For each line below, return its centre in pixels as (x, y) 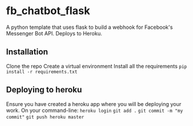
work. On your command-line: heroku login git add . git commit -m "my (95, 110)
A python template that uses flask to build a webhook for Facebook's (89, 27)
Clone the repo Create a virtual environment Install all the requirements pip (96, 66)
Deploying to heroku (44, 90)
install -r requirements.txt (42, 72)
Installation (27, 52)
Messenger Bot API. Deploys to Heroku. (54, 33)
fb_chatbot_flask (48, 11)
